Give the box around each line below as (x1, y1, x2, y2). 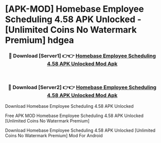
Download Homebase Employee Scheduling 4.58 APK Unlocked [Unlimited (5, 127, 156, 133)
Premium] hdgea (5, 35, 74, 46)
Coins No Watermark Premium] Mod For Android (5, 132, 103, 138)
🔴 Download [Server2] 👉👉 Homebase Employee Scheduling (8, 84, 157, 91)
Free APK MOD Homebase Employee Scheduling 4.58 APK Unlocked (5, 113, 144, 119)
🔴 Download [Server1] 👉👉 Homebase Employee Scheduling (8, 52, 156, 59)
